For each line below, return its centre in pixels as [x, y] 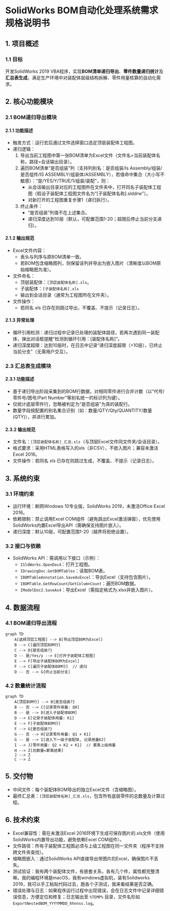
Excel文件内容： [29, 250]
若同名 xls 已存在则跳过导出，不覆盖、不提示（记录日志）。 [81, 307]
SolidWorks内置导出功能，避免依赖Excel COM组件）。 [68, 839]
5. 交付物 [19, 776]
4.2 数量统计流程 [26, 686]
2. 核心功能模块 [29, 102]
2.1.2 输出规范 [20, 238]
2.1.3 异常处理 [20, 320]
